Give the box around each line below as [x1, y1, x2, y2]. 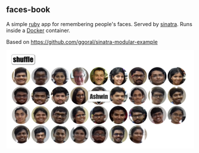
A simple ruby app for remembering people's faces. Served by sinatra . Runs [6, 20, 192, 27]
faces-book [6, 5, 51, 15]
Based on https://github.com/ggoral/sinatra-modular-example [6, 38, 158, 45]
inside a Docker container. [6, 27, 70, 34]
